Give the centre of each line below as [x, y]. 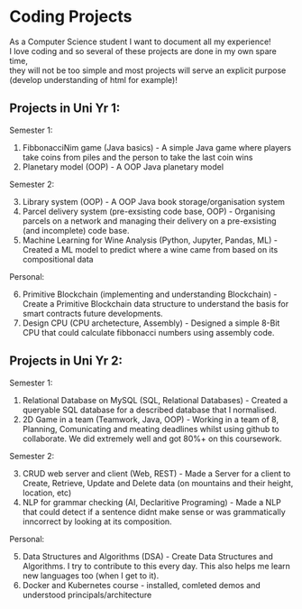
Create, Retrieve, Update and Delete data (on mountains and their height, [158, 483]
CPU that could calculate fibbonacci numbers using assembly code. [148, 332]
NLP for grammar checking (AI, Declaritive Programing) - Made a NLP [152, 502]
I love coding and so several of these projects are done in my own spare [143, 51]
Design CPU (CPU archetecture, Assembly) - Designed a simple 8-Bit [151, 323]
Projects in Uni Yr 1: [65, 109]
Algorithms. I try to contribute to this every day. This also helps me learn [156, 566]
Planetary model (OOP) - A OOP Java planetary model [123, 166]
